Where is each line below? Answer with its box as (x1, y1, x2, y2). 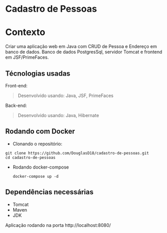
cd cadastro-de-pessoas (5, 155, 56, 160)
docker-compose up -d (12, 174, 59, 179)
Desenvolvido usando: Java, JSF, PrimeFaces (17, 92, 114, 99)
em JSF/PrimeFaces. (5, 54, 49, 60)
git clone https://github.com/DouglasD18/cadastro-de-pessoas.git (5, 150, 149, 156)
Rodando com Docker (5, 127, 75, 136)
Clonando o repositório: (12, 141, 63, 147)
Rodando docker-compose (12, 164, 69, 170)
